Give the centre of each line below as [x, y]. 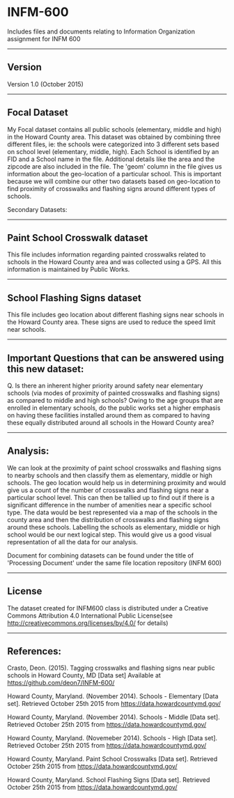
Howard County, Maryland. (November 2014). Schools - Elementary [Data [113, 696]
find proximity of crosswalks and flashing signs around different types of [111, 188]
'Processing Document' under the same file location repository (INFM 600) [115, 562]
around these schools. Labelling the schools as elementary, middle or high [114, 527]
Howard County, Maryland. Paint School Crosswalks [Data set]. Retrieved [112, 759]
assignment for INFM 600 [44, 38]
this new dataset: [46, 369]
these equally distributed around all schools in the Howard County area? [111, 423]
